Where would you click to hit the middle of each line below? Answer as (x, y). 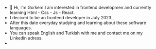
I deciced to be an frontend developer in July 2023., (62, 18)
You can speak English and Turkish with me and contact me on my (76, 33)
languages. (21, 28)
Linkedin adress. (26, 38)
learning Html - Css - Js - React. (42, 12)
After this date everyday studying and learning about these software (78, 23)
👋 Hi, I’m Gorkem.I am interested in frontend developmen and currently (80, 7)
